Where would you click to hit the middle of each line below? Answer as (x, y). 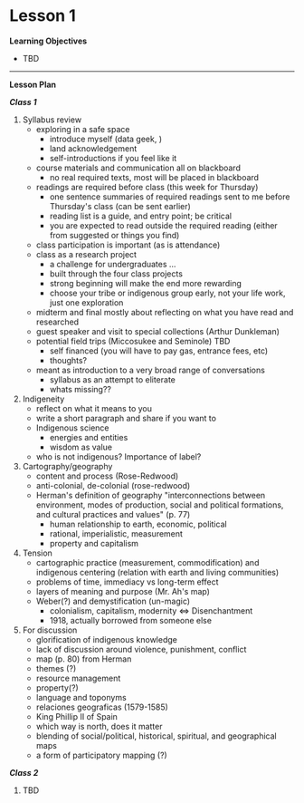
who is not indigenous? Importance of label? (119, 456)
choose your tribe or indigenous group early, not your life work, (167, 293)
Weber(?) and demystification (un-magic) (113, 601)
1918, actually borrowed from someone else (131, 620)
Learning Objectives (48, 41)
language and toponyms (81, 697)
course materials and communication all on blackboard (138, 168)
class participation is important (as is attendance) (128, 245)
